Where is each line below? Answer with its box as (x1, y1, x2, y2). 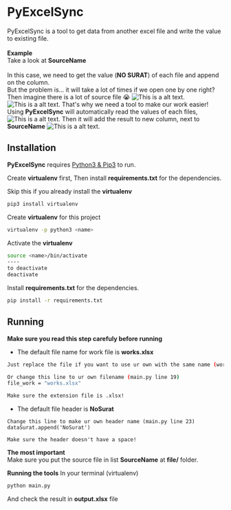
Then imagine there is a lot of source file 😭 (7, 92, 131, 101)
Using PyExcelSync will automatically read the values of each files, (7, 108, 198, 116)
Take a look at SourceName (7, 56, 87, 64)
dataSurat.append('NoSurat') (7, 425, 91, 431)
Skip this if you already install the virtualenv (7, 187, 133, 195)
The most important (7, 449, 65, 457)
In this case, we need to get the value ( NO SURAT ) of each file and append (7, 70, 219, 79)
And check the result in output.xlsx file (7, 495, 118, 503)
